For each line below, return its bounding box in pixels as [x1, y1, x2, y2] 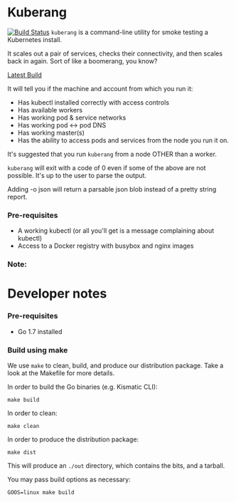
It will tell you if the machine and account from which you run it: [7, 84, 193, 93]
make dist [7, 449, 37, 456]
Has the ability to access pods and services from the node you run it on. [17, 136, 230, 145]
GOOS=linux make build [7, 488, 75, 496]
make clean [7, 422, 40, 429]
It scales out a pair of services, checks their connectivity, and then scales [7, 49, 222, 58]
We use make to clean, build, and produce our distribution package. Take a [7, 361, 224, 370]
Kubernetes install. [7, 35, 63, 43]
